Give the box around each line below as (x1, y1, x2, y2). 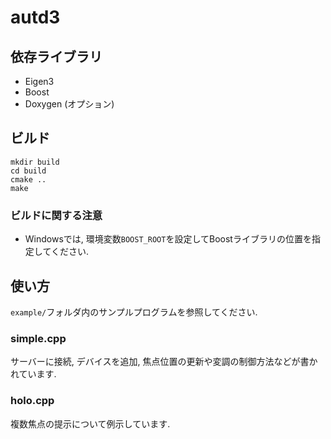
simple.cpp (10, 331, 67, 345)
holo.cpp (10, 394, 55, 408)
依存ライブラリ (10, 48, 103, 65)
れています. (10, 368, 57, 380)
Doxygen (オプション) (24, 98, 115, 110)
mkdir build (10, 157, 60, 167)
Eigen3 (24, 76, 55, 87)
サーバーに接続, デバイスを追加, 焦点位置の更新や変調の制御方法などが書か (10, 356, 318, 368)
